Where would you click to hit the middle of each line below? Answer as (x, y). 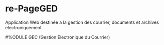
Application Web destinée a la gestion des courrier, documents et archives (82, 22)
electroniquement (23, 27)
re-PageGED (32, 9)
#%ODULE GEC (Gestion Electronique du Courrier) (58, 37)
